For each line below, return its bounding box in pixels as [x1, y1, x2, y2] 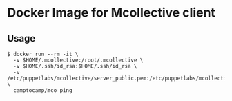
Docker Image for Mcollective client [7, 5, 216, 21]
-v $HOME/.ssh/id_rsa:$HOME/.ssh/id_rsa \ [13, 63, 137, 70]
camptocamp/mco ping [13, 87, 72, 94]
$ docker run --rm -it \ [7, 50, 79, 57]
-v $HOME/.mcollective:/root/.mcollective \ [13, 57, 144, 64]
